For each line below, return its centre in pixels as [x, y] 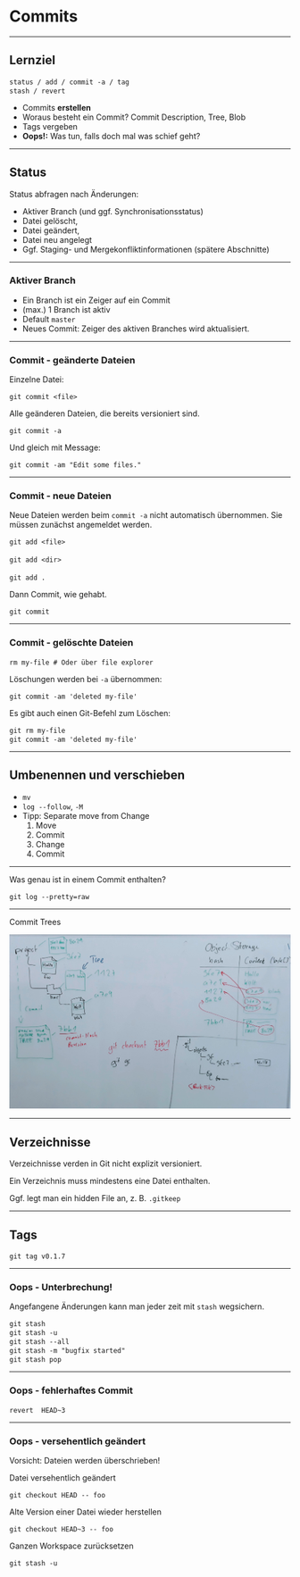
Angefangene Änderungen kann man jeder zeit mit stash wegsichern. [137, 1306]
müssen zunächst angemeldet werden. [81, 525]
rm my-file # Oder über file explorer [81, 663]
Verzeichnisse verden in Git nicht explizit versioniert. [106, 1164]
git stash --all [39, 1342]
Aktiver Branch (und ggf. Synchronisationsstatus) [112, 211]
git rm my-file [37, 730]
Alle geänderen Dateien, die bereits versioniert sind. [104, 413]
